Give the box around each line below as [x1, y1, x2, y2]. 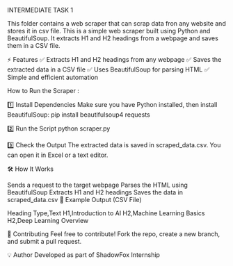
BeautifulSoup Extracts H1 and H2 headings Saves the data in [7, 188, 183, 197]
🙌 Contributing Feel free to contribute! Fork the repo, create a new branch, [7, 230, 220, 238]
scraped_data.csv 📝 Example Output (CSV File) [7, 196, 142, 203]
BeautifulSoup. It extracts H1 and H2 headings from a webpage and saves [7, 34, 219, 42]
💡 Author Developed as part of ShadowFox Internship [7, 251, 160, 259]
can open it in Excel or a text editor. [7, 151, 109, 159]
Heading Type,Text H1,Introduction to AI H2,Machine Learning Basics [7, 209, 205, 217]
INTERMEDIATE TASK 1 [7, 6, 74, 14]
